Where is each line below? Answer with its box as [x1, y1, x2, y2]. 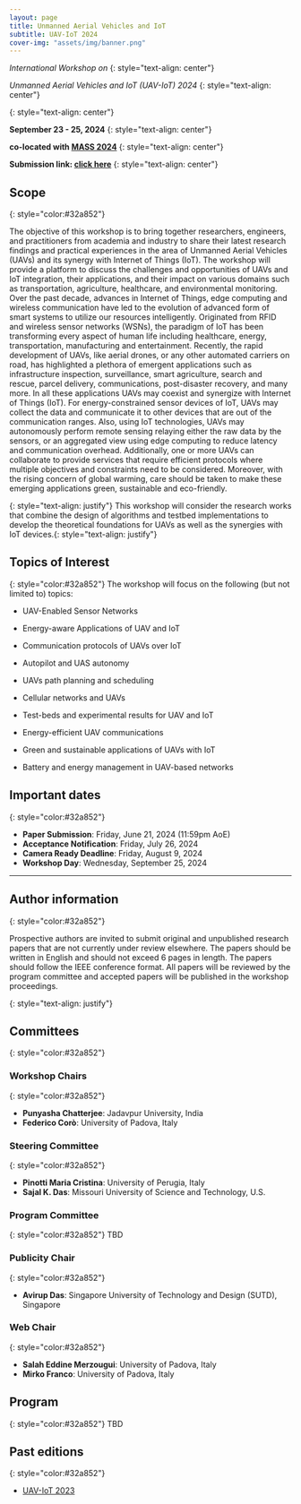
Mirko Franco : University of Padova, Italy [21, 1368, 175, 1379]
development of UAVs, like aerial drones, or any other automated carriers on [9, 350, 290, 361]
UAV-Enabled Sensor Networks [21, 606, 139, 616]
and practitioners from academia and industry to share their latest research [9, 236, 287, 246]
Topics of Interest [9, 554, 110, 570]
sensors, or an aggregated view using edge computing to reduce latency [9, 435, 278, 446]
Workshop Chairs [9, 1070, 88, 1082]
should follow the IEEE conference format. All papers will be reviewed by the [9, 961, 291, 972]
